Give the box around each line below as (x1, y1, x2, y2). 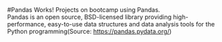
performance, (7, 20, 46, 28)
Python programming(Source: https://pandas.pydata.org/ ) (7, 27, 172, 35)
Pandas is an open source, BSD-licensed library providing (7, 13, 172, 21)
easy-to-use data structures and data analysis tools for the (47, 20, 215, 28)
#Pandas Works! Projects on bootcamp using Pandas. (7, 6, 160, 14)
